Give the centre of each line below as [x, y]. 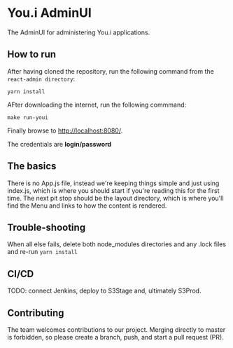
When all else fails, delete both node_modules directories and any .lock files [116, 244]
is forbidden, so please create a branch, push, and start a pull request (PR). [115, 337]
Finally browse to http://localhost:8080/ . [65, 130]
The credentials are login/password [59, 144]
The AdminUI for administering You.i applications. [79, 32]
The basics [32, 166]
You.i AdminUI [50, 13]
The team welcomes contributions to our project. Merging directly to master [116, 330]
